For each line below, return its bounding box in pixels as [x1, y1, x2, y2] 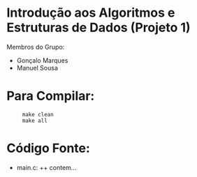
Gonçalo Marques [16, 56, 68, 64]
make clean [22, 111, 54, 118]
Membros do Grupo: [6, 43, 65, 51]
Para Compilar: [6, 88, 95, 104]
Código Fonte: [6, 141, 90, 156]
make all [22, 117, 48, 124]
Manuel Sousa [16, 63, 59, 72]
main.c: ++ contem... [16, 163, 77, 171]
